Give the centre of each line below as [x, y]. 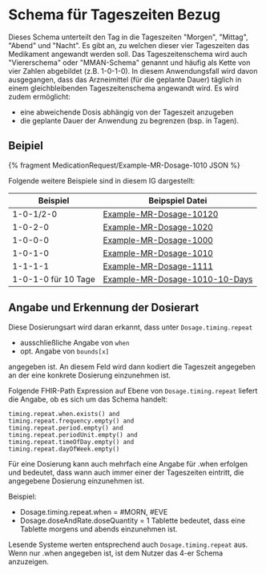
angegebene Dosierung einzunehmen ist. [77, 481]
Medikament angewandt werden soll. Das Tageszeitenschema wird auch [128, 54]
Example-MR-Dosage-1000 [158, 240]
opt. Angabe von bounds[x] [64, 351]
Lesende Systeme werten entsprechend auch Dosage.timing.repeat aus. [128, 544]
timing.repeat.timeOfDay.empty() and [71, 442]
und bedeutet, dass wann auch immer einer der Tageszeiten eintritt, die [126, 472]
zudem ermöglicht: [39, 96]
